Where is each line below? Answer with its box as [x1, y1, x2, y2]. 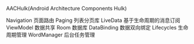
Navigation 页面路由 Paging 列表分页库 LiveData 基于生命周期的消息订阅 [6, 17, 180, 24]
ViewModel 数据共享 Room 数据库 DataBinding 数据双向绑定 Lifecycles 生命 [6, 24, 189, 31]
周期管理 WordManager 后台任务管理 [6, 31, 95, 38]
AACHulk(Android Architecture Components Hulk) [6, 5, 128, 12]
